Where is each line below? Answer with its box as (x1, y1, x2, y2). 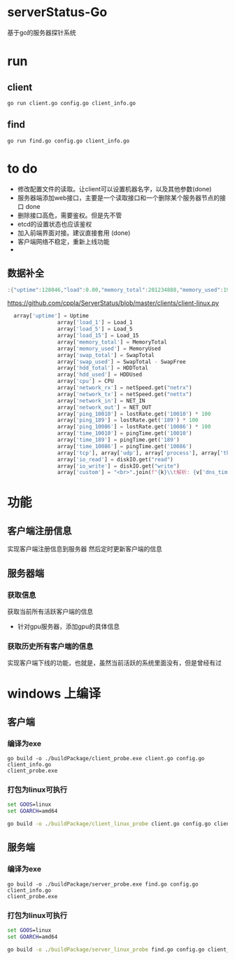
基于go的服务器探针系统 (7, 28, 76, 36)
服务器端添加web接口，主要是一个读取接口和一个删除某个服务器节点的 (17, 194, 220, 202)
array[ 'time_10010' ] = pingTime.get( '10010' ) (57, 430, 192, 437)
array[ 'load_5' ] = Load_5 (57, 325, 133, 333)
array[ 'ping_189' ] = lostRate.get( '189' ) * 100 (57, 417, 199, 424)
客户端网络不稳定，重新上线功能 (17, 237, 110, 245)
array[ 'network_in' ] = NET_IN (57, 397, 145, 404)
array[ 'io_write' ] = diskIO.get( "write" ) (57, 462, 180, 470)
